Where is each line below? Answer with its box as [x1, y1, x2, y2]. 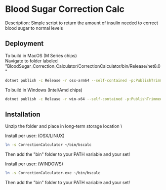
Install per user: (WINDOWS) [5, 161, 63, 167]
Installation [5, 110, 41, 118]
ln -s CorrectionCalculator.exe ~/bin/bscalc [5, 171, 100, 176]
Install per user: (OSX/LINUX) [5, 133, 65, 139]
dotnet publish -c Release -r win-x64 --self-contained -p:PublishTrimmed [5, 96, 163, 101]
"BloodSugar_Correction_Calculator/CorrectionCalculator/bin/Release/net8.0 [5, 63, 161, 69]
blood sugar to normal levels [5, 25, 63, 31]
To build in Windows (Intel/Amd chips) [5, 87, 83, 93]
